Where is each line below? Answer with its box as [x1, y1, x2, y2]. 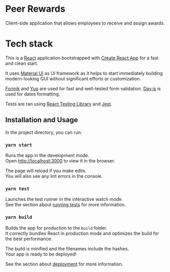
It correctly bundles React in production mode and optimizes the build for [5, 230, 159, 236]
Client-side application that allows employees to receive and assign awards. [5, 20, 165, 26]
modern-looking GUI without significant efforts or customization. [5, 75, 141, 82]
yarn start [5, 142, 32, 148]
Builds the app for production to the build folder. [5, 224, 108, 231]
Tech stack [5, 38, 53, 50]
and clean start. [5, 60, 38, 66]
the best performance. [5, 236, 53, 242]
